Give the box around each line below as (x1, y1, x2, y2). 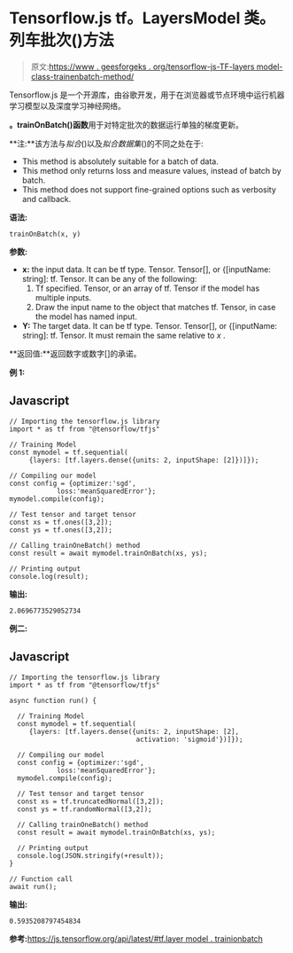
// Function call (9, 874, 73, 883)
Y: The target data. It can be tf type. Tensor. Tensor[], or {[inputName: (21, 320, 277, 331)
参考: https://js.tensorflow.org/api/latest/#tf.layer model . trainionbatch (9, 933, 264, 944)
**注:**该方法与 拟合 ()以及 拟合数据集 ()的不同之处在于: (9, 138, 204, 149)
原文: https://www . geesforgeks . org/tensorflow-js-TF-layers (30, 61, 255, 72)
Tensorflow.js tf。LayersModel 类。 (9, 8, 275, 28)
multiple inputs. (35, 292, 92, 302)
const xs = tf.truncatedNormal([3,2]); (17, 797, 165, 806)
